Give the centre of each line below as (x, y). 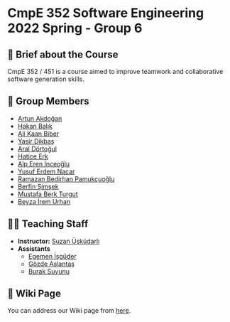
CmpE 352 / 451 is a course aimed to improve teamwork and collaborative (115, 71)
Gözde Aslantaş (51, 264)
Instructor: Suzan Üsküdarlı (59, 241)
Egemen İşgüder (52, 256)
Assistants (34, 248)
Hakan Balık (35, 126)
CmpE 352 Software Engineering (106, 13)
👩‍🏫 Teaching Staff (48, 224)
